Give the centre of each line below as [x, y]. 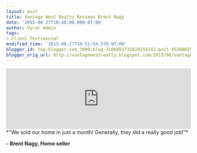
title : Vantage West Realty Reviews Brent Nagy [65, 17]
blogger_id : [21, 50]
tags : [13, 33]
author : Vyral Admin [31, 28]
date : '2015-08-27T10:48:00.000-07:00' [55, 22]
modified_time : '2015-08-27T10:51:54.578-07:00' [67, 44]
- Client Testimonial [33, 39]
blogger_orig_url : [28, 55]
